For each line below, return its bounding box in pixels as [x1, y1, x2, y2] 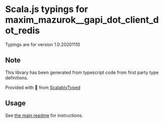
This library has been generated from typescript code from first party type [5, 69, 159, 75]
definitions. [5, 74, 29, 81]
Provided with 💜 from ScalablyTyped [5, 84, 81, 90]
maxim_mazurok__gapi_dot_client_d [5, 14, 159, 26]
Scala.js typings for [5, 4, 88, 15]
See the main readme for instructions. [5, 112, 83, 118]
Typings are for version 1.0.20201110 [5, 41, 80, 47]
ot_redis [5, 25, 40, 36]
